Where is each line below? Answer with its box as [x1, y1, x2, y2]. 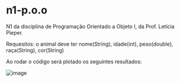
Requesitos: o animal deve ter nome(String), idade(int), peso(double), [6, 40, 174, 47]
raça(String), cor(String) [6, 46, 64, 53]
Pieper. [6, 29, 23, 36]
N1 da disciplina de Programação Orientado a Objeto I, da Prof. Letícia [6, 23, 175, 30]
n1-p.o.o [6, 4, 48, 17]
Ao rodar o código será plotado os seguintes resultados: [6, 58, 142, 65]
